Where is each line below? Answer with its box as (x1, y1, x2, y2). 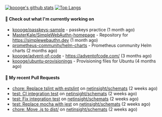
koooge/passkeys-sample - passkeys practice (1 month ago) (12, 27, 135, 33)
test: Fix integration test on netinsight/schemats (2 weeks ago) (12, 96, 139, 102)
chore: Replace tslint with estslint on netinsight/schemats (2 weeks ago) (12, 86, 158, 91)
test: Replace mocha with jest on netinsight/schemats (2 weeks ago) (12, 101, 151, 107)
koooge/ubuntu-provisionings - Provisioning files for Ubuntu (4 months (12, 58, 156, 64)
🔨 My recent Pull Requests (5, 74, 60, 81)
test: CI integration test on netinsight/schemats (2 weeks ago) (12, 91, 137, 97)
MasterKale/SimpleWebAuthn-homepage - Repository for (12, 32, 129, 38)
